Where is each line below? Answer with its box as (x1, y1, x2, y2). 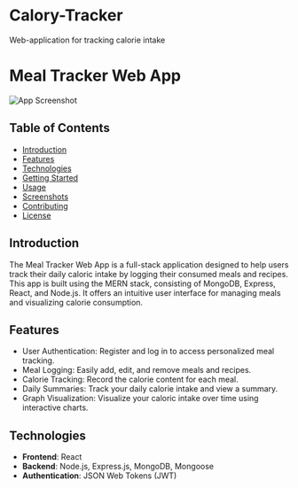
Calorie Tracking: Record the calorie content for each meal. (21, 374, 239, 385)
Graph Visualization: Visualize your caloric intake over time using (21, 393, 259, 404)
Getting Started (21, 172, 78, 182)
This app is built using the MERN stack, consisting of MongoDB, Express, (9, 278, 277, 289)
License (21, 210, 51, 221)
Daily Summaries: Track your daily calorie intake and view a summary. (21, 383, 278, 394)
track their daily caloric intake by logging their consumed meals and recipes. (9, 268, 288, 279)
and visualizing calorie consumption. (9, 297, 144, 307)
